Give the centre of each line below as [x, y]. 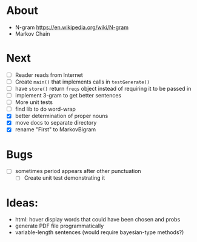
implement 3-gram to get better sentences [68, 96]
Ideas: [22, 203]
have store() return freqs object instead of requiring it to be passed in [103, 89]
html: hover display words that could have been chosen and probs [98, 220]
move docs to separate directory [56, 123]
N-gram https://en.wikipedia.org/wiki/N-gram [72, 27]
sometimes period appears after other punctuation [78, 171]
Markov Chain [32, 33]
